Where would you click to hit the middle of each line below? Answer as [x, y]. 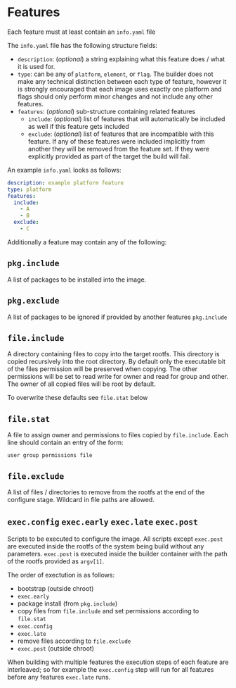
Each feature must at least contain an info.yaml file [81, 32]
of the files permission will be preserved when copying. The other [103, 369]
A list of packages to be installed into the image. [77, 280]
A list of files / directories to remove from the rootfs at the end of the [106, 492]
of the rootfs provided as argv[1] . [56, 561]
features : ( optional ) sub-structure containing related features [106, 111]
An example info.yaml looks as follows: [64, 170]
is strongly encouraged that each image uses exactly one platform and [120, 89]
